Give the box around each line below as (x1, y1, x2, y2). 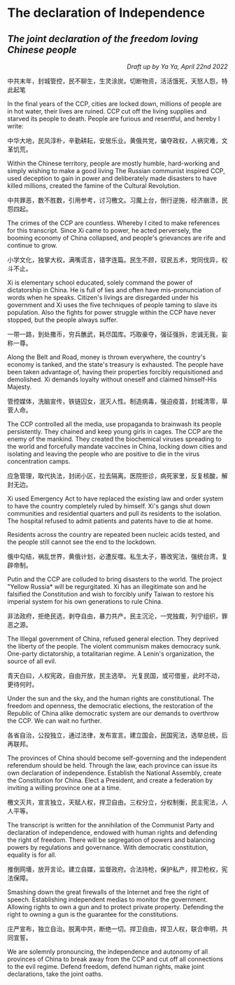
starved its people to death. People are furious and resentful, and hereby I (7, 114, 220, 123)
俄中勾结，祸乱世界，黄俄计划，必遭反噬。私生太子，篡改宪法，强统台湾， (7, 552, 222, 560)
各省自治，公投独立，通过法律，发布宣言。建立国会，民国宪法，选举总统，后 (7, 731, 228, 739)
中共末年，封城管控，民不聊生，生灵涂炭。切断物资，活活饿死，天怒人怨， (7, 77, 222, 85)
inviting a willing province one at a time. (7, 784, 121, 792)
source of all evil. (7, 657, 57, 665)
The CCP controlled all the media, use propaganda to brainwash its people (7, 420, 222, 428)
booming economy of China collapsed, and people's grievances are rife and (7, 233, 226, 242)
